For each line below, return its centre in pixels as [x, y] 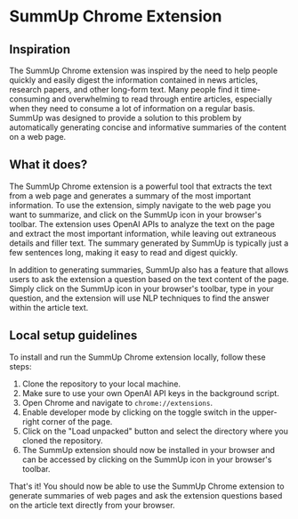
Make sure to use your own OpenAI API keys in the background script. [151, 393]
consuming [30, 99]
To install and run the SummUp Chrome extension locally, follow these [137, 357]
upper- [265, 412]
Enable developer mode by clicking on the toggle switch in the [136, 412]
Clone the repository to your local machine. [101, 384]
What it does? [48, 165]
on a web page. [38, 137]
